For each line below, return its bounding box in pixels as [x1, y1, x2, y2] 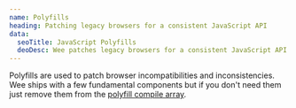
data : [9, 29, 29, 38]
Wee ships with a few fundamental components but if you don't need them [9, 80, 282, 90]
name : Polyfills [9, 12, 69, 22]
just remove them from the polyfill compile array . [9, 89, 187, 100]
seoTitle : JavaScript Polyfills [17, 37, 137, 47]
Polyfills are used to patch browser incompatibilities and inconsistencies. [9, 70, 275, 81]
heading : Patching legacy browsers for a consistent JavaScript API [9, 21, 268, 30]
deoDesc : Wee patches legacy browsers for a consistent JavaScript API [17, 46, 288, 55]
